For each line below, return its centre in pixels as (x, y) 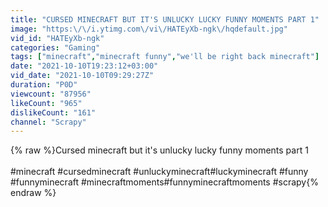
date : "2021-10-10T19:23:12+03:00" (84, 66)
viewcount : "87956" (51, 94)
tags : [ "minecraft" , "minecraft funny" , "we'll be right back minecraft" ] (165, 57)
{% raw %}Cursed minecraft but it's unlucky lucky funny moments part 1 (159, 150)
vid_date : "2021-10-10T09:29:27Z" (82, 76)
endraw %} (33, 193)
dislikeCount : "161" (53, 112)
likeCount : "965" (46, 103)
